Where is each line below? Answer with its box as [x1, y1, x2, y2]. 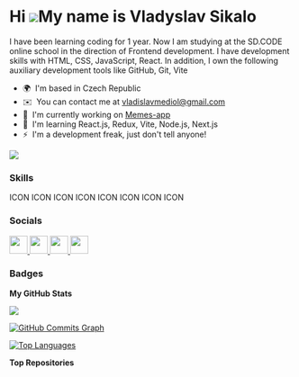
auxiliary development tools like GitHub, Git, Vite [9, 65, 188, 76]
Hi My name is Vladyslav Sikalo [9, 6, 257, 27]
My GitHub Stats [9, 288, 73, 299]
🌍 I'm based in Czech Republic [22, 83, 141, 94]
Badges [9, 267, 43, 280]
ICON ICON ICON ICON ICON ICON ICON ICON [9, 192, 185, 203]
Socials [9, 214, 42, 227]
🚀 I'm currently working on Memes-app [22, 109, 171, 120]
